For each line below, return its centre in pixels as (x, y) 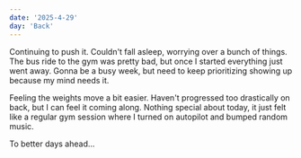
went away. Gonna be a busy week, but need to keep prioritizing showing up (151, 70)
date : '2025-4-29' (44, 18)
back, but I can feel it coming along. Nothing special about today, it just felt (148, 107)
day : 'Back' (31, 26)
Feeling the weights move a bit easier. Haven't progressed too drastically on (150, 97)
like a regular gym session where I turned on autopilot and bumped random (149, 117)
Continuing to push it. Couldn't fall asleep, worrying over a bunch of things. (148, 51)
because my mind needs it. (59, 80)
